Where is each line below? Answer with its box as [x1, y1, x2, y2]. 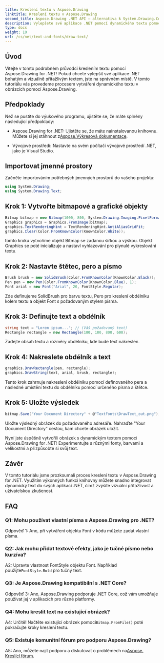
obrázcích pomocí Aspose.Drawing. [5, 86, 77, 92]
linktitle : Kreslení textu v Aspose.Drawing [5, 12, 97, 17]
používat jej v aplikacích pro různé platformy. [5, 596, 96, 602]
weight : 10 [5, 30, 27, 35]
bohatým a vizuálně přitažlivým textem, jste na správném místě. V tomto [5, 76, 150, 82]
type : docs [5, 25, 27, 30]
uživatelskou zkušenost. [5, 488, 54, 494]
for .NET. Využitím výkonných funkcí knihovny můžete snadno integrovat [5, 477, 151, 483]
